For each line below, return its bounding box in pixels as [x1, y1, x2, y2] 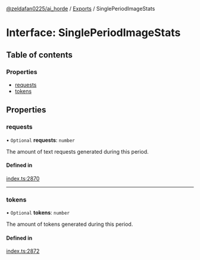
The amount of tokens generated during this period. [6, 221, 133, 228]
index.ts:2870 [6, 175, 40, 182]
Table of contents [6, 50, 73, 60]
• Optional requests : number [6, 136, 76, 143]
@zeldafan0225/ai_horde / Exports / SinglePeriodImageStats [6, 5, 155, 12]
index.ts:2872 [6, 247, 40, 255]
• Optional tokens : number [6, 209, 70, 216]
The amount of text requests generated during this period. [6, 148, 149, 155]
